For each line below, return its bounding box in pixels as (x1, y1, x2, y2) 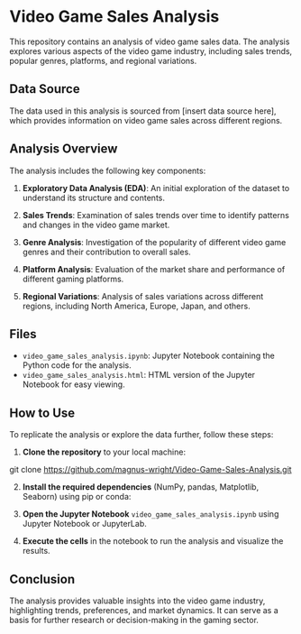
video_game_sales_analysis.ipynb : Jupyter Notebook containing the (22, 350, 275, 362)
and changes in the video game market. (22, 219, 170, 230)
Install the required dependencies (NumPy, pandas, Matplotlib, (22, 482, 260, 492)
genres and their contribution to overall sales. (22, 246, 191, 257)
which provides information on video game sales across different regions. (9, 115, 283, 125)
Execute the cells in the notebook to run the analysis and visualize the (22, 536, 284, 547)
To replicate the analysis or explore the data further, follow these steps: (9, 429, 274, 440)
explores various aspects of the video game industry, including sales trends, (9, 45, 293, 56)
